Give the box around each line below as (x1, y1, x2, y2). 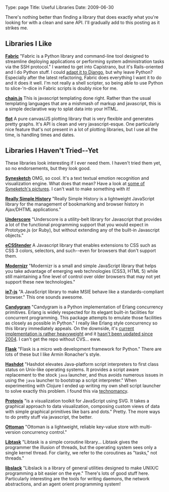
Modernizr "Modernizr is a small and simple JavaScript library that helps (5, 263, 156, 269)
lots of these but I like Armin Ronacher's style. (5, 351, 101, 357)
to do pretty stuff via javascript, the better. (5, 414, 93, 420)
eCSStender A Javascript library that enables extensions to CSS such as (5, 242, 156, 248)
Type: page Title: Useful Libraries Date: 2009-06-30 (5, 5, 114, 10)
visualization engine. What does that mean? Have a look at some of (5, 180, 145, 186)
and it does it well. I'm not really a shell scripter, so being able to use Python (5, 79, 163, 86)
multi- (139, 424, 152, 430)
